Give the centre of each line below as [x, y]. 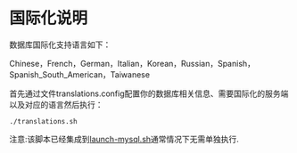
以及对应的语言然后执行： [56, 104]
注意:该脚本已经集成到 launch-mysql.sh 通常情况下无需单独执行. [124, 139]
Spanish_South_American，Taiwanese [79, 74]
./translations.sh [43, 121]
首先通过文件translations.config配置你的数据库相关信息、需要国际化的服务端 [149, 93]
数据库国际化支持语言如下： [60, 44]
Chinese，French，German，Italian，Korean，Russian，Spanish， [132, 63]
